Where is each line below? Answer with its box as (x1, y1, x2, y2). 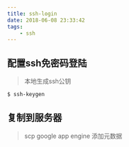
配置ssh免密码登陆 (7, 57, 87, 69)
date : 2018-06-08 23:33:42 (7, 17, 85, 24)
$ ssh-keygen (7, 91, 45, 98)
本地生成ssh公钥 (24, 77, 71, 86)
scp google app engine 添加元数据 (24, 132, 123, 140)
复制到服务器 (7, 112, 62, 124)
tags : (7, 23, 23, 30)
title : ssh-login (7, 10, 58, 17)
